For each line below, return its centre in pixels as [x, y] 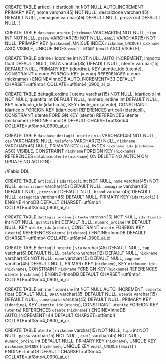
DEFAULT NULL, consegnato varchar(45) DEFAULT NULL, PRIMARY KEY [78, 299]
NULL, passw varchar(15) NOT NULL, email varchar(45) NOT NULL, [73, 335]
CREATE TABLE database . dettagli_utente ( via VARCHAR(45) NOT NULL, [81, 135]
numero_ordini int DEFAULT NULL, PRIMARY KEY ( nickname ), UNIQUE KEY [81, 341]
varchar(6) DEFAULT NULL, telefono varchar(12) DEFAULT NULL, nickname [81, 253]
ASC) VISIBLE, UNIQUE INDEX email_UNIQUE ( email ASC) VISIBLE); [73, 48]
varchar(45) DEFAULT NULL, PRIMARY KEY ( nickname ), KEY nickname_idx [80, 263]
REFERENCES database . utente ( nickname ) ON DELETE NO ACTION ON [77, 156]
